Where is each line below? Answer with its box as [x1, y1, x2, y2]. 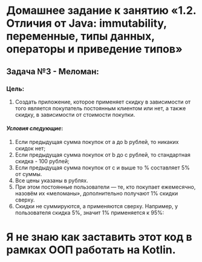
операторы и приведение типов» [6, 42, 183, 56]
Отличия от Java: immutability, [6, 16, 168, 30]
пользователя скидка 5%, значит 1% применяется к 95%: [15, 209, 165, 217]
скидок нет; [15, 145, 46, 152]
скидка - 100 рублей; [15, 158, 70, 165]
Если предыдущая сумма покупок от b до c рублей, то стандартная [15, 151, 191, 159]
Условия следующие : [6, 125, 64, 132]
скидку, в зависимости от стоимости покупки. [15, 111, 135, 118]
